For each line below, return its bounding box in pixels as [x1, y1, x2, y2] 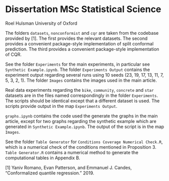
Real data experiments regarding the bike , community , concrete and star [5, 87, 154, 93]
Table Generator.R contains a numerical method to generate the [5, 149, 139, 155]
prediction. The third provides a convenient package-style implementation [5, 46, 159, 52]
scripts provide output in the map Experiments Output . [5, 103, 118, 109]
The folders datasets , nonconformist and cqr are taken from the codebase [5, 30, 159, 36]
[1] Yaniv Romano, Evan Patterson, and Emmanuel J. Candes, [5, 164, 132, 170]
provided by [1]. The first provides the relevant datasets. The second [5, 35, 148, 41]
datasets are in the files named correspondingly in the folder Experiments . [5, 92, 158, 98]
